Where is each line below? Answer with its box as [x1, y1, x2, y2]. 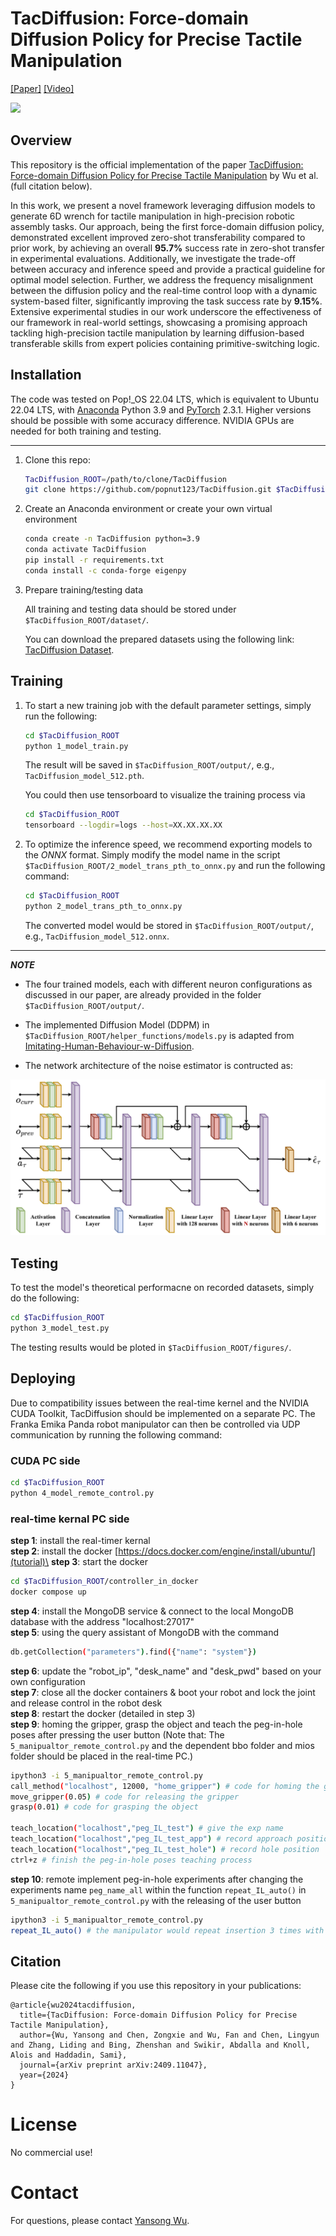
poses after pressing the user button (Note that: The [10, 1728, 225, 1741]
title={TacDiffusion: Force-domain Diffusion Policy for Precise [19, 2010, 298, 2021]
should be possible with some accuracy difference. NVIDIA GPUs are [10, 414, 295, 426]
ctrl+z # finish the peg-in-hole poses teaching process [10, 1855, 253, 1865]
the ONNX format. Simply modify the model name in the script [24, 849, 281, 861]
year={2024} [19, 2070, 70, 2081]
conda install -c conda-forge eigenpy [24, 565, 187, 576]
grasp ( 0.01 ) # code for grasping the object [10, 1802, 199, 1812]
